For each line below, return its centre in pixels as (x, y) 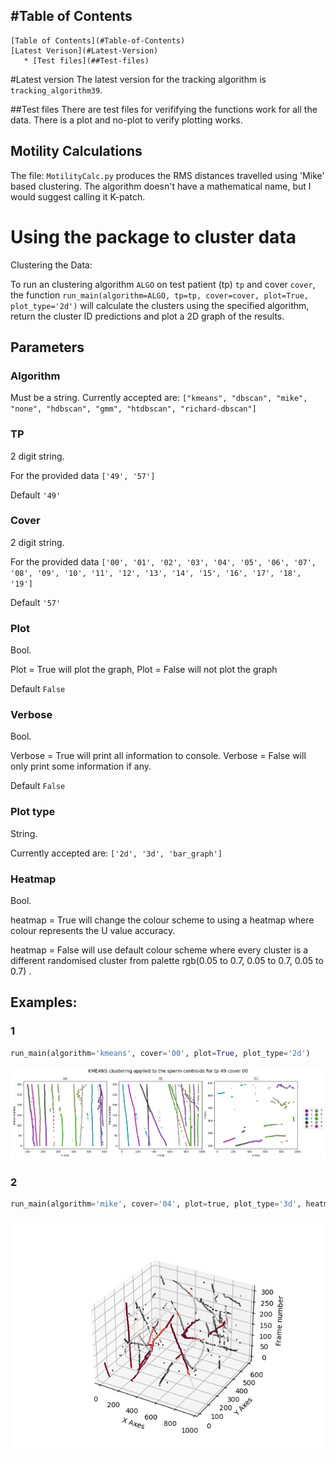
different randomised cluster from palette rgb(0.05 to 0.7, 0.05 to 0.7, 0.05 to (167, 961)
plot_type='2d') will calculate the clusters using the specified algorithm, (160, 305)
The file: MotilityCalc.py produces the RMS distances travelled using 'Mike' (167, 175)
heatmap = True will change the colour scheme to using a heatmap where (162, 920)
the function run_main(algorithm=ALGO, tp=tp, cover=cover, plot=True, (159, 295)
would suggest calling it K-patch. (78, 196)
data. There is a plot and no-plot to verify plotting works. (126, 120)
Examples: (44, 1002)
